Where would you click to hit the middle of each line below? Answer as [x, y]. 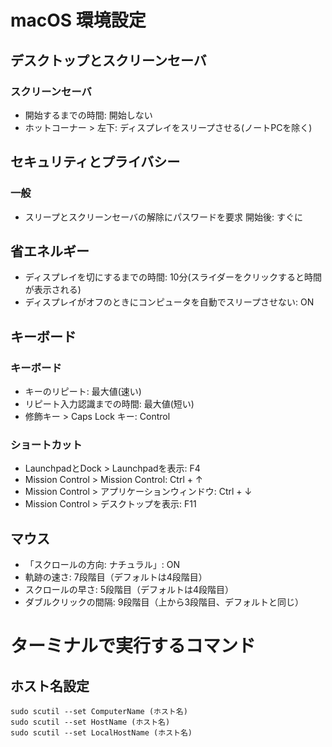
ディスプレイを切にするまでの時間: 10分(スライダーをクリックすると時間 [173, 277]
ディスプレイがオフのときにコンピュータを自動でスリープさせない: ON [169, 302]
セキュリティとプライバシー [95, 162]
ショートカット [46, 444]
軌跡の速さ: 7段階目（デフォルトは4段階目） [116, 577]
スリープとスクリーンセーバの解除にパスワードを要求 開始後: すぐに [164, 217]
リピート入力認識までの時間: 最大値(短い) [109, 404]
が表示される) [53, 290]
